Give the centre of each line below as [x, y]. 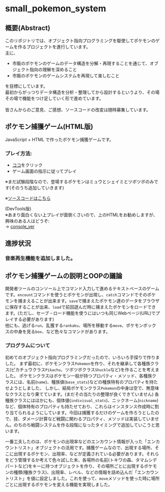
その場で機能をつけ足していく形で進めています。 [55, 98]
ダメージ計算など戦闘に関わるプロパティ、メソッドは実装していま [88, 419]
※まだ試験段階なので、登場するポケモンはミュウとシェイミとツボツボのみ [80, 182]
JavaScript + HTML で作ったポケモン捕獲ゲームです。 [59, 139]
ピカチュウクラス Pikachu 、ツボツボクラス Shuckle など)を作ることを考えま [85, 370]
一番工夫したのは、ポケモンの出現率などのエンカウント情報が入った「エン [80, 441]
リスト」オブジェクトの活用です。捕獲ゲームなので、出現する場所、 [86, 447]
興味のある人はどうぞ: [27, 221]
